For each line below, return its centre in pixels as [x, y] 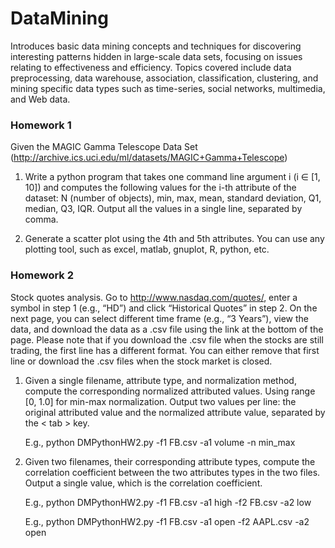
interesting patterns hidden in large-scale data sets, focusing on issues [156, 56]
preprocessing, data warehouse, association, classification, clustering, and [164, 78]
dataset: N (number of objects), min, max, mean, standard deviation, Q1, [173, 198]
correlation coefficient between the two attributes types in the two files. [172, 472]
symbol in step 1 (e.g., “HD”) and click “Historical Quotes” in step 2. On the [164, 308]
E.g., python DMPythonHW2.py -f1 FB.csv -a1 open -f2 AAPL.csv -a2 [167, 521]
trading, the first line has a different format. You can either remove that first [165, 350]
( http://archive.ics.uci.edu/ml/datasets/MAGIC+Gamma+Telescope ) [149, 158]
